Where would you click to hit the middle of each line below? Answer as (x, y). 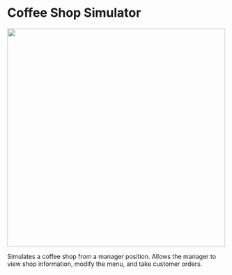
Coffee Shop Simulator (74, 13)
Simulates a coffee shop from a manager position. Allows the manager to (112, 256)
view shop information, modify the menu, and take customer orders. (105, 264)
